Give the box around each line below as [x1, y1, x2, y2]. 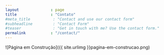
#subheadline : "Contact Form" [5, 21, 90, 26]
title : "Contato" [5, 12, 76, 17]
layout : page [5, 7, 65, 12]
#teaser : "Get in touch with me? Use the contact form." [5, 26, 159, 31]
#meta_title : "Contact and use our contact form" [5, 16, 135, 21]
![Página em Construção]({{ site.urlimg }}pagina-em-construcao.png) [5, 44, 150, 50]
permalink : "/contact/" [5, 30, 80, 35]
